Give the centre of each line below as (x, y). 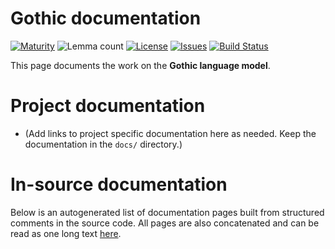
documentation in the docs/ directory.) (103, 144)
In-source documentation (119, 184)
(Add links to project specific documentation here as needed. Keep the (170, 133)
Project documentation (108, 106)
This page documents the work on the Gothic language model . (140, 65)
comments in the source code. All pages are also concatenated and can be (165, 223)
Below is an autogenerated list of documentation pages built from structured (167, 212)
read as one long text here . (66, 233)
